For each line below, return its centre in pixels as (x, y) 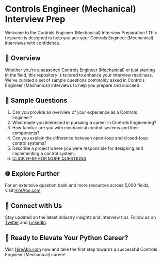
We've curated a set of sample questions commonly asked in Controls (75, 80)
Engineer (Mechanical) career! (35, 254)
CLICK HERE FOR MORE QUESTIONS (49, 158)
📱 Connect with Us (33, 206)
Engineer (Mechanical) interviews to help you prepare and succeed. (73, 85)
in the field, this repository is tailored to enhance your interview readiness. (79, 75)
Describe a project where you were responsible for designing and (77, 148)
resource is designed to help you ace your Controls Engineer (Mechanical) (79, 38)
